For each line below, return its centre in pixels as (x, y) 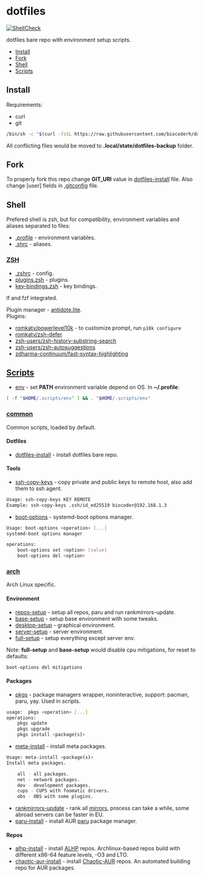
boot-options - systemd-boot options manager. (74, 517)
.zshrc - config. (34, 273)
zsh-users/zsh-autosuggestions (55, 347)
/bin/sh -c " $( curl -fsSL (39, 134)
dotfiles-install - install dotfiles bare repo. (66, 454)
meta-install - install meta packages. (61, 746)
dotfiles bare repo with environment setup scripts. (69, 39)
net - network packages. (49, 780)
